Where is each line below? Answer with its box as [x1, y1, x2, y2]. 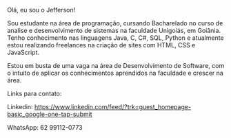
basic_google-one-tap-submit [7, 110, 92, 118]
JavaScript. [7, 48, 40, 56]
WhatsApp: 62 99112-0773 [7, 124, 83, 131]
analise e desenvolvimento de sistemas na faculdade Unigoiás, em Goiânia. [7, 27, 221, 34]
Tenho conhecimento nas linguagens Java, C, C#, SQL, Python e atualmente [7, 34, 224, 42]
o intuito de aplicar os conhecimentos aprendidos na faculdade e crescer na [7, 69, 224, 77]
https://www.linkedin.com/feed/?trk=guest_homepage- [34, 103, 192, 111]
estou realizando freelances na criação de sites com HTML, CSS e [7, 41, 196, 49]
